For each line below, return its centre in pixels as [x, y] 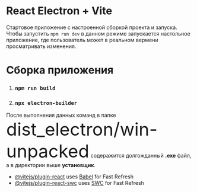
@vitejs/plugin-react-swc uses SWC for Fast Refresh [79, 183]
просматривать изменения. [41, 46]
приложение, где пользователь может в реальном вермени [82, 40]
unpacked [48, 151]
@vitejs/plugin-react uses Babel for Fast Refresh [74, 177]
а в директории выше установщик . [51, 165]
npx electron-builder [46, 103]
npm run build [35, 88]
